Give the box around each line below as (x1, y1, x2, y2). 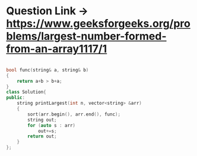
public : (6, 95, 26, 101)
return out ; (27, 133, 58, 139)
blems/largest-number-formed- (6, 30, 167, 43)
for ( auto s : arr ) (27, 122, 76, 129)
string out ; (27, 117, 58, 123)
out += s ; (37, 128, 58, 134)
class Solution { (6, 89, 46, 95)
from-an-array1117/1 (6, 42, 107, 56)
